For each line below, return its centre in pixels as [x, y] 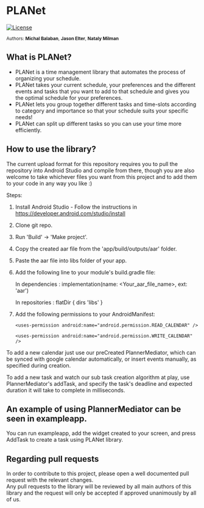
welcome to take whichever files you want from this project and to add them [102, 176]
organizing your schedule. [48, 78]
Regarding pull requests [53, 459]
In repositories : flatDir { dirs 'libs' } [59, 302]
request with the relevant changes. [50, 480]
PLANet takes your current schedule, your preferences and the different [105, 85]
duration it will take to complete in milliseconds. [66, 390]
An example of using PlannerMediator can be [94, 409]
